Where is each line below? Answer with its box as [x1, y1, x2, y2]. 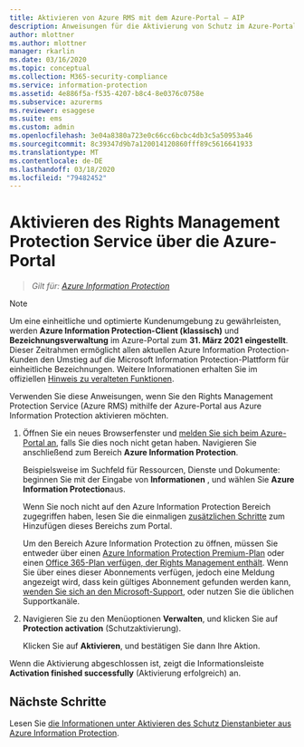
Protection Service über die [9, 232, 220, 252]
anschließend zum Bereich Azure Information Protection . [22, 447, 239, 458]
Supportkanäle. [22, 596, 80, 607]
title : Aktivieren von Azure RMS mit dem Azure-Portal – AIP [9, 13, 245, 23]
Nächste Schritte [9, 694, 107, 709]
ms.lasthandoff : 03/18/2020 [9, 165, 116, 174]
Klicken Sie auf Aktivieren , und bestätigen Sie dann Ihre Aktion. [22, 640, 261, 652]
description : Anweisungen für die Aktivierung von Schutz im [9, 22, 245, 31]
